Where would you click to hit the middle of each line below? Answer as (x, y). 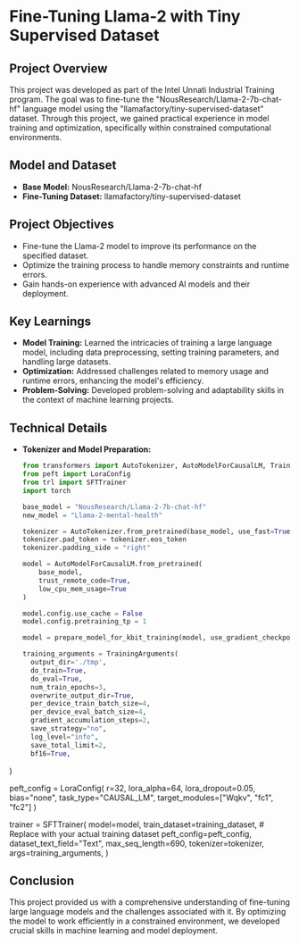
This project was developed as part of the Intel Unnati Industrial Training (142, 90)
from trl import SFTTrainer (74, 482)
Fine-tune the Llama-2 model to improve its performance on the (139, 246)
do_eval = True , (57, 679)
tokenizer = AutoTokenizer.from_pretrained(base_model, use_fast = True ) (158, 531)
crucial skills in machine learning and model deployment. (114, 931)
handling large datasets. (66, 362)
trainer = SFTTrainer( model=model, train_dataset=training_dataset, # (137, 824)
